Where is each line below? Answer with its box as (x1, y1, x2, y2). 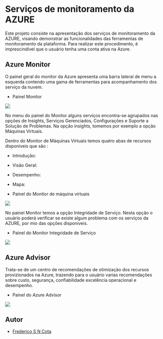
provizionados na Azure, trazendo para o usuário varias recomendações (5, 272, 152, 278)
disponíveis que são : (5, 143, 48, 149)
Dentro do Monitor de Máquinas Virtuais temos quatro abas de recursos (5, 137, 152, 144)
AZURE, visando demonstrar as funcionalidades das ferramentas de (5, 36, 143, 42)
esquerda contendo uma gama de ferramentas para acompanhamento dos (5, 79, 157, 85)
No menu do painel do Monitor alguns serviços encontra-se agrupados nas (5, 112, 158, 118)
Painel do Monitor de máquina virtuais (12, 191, 90, 197)
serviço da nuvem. (5, 84, 43, 90)
